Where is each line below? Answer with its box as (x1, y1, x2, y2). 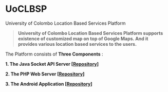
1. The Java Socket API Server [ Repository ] (5, 61, 99, 67)
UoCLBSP (5, 3, 47, 15)
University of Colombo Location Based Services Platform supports (17, 30, 163, 36)
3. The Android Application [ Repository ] (5, 81, 92, 87)
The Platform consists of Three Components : (5, 51, 103, 57)
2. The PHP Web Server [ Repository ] (5, 70, 85, 77)
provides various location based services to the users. (17, 41, 137, 47)
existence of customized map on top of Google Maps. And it (17, 35, 148, 42)
